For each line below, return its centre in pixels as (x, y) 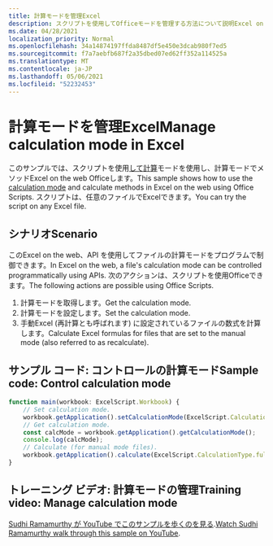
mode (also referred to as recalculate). (84, 343)
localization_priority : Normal (61, 39)
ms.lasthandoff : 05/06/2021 (56, 76)
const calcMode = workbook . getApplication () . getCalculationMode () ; (139, 432)
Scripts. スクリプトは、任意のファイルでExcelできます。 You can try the (128, 197)
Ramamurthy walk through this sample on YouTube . (95, 533)
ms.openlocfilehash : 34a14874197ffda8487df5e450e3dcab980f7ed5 (118, 46)
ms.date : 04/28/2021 (43, 31)
